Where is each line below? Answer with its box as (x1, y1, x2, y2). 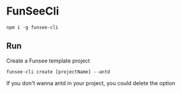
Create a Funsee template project (6, 57, 90, 64)
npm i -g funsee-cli (6, 24, 59, 30)
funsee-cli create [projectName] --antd (6, 69, 111, 75)
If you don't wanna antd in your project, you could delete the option (6, 79, 176, 86)
